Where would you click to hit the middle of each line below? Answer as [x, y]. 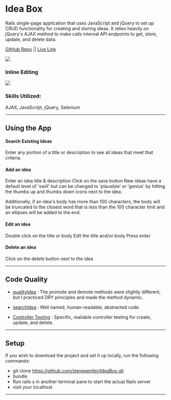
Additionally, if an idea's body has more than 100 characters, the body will [83, 202]
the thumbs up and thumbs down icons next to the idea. [64, 192]
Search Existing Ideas [29, 141]
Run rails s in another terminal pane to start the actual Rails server [82, 382]
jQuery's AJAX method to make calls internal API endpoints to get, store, [81, 34]
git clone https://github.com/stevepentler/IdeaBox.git [68, 371]
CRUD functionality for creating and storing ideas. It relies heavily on [77, 28]
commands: [18, 361]
